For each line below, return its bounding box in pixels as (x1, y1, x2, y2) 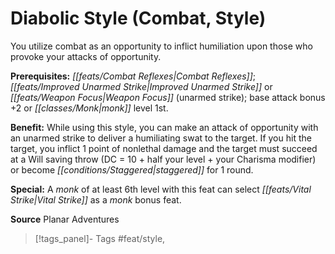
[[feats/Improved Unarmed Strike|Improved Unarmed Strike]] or (10, 80, 273, 92)
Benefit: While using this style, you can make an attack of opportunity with (10, 121, 319, 133)
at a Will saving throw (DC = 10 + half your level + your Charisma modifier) (10, 153, 317, 165)
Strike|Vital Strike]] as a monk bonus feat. (10, 193, 182, 206)
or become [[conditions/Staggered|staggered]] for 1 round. (10, 163, 254, 176)
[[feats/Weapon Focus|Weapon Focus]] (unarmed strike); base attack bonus (10, 91, 326, 103)
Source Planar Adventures (10, 213, 120, 225)
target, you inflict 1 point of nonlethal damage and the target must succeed (10, 142, 318, 154)
